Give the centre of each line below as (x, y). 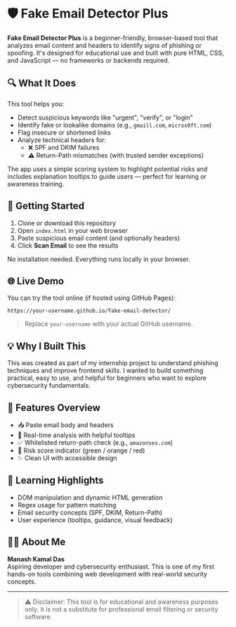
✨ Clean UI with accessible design (67, 458)
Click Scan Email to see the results (68, 245)
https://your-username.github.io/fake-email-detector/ (89, 311)
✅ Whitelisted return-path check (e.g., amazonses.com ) (95, 443)
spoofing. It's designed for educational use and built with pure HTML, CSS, (116, 53)
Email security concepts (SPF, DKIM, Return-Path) (90, 512)
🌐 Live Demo (36, 281)
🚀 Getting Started (46, 206)
